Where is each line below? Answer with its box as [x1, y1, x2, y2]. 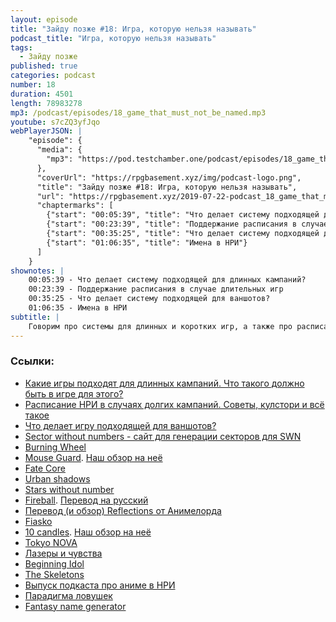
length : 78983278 [10, 98, 83, 108]
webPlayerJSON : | [10, 126, 83, 136]
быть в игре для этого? [24, 387, 124, 400]
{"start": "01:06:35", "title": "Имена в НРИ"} [46, 237, 248, 248]
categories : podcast [10, 71, 97, 81]
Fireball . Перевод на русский [24, 494, 149, 506]
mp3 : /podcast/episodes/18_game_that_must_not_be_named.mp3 [10, 107, 267, 118]
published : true [10, 61, 78, 71]
